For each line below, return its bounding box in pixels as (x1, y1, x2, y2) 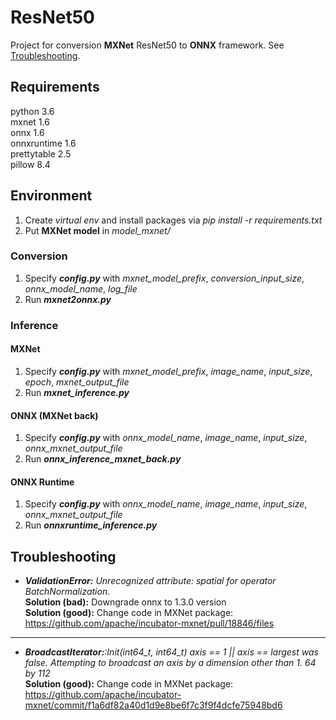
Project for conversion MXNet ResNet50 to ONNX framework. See (10, 39, 285, 51)
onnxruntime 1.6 (10, 137, 77, 149)
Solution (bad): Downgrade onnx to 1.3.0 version (24, 596, 227, 608)
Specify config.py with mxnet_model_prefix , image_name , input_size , (24, 365, 313, 377)
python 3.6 (10, 105, 55, 117)
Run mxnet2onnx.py (24, 293, 112, 305)
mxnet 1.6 (10, 116, 50, 128)
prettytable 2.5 (10, 147, 72, 160)
